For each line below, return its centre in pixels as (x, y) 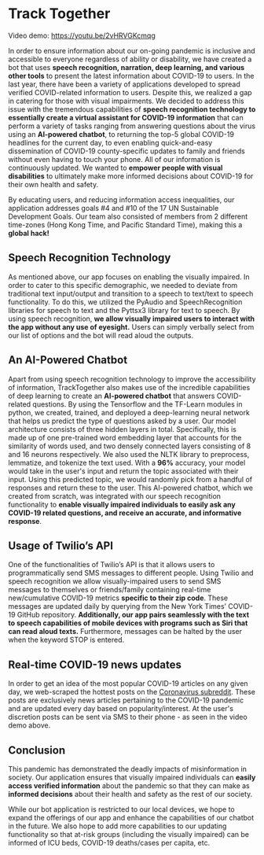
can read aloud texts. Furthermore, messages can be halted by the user (125, 632)
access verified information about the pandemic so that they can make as (129, 786)
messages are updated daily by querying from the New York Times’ (117, 606)
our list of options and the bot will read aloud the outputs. (101, 335)
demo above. (29, 725)
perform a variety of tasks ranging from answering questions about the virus (132, 126)
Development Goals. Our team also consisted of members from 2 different (128, 216)
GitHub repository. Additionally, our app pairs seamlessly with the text (133, 615)
